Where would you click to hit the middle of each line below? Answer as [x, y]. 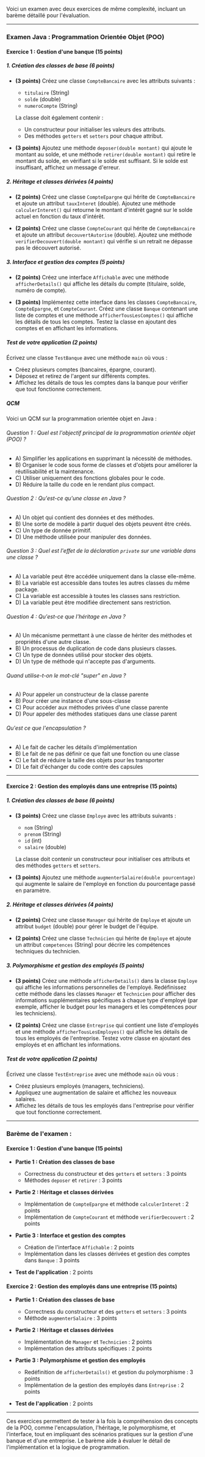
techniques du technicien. [48, 952]
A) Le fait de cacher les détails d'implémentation [76, 747]
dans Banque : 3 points [52, 1260]
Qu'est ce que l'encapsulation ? [46, 728]
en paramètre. [33, 890]
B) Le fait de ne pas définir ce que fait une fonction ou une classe [97, 754]
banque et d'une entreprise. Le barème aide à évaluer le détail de [88, 1441]
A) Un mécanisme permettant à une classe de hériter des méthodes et [103, 635]
